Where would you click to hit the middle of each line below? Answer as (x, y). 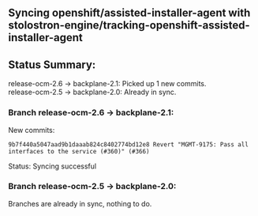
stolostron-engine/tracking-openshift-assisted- (129, 26)
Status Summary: (52, 64)
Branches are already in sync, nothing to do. (80, 203)
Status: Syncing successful (52, 166)
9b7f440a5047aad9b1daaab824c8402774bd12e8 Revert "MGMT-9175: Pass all (128, 144)
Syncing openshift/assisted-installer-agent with (129, 13)
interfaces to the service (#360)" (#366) (79, 151)
